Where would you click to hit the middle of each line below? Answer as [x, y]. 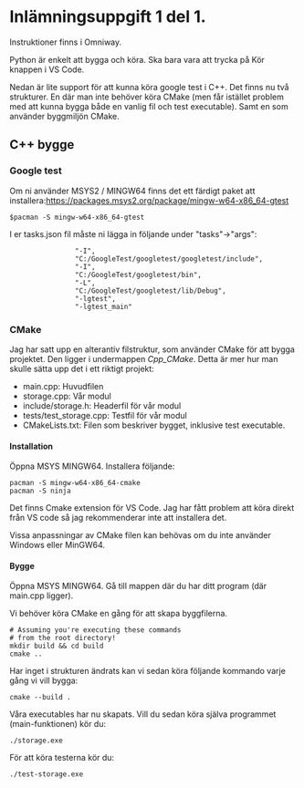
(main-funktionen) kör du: [58, 724]
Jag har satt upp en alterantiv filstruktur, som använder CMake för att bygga [152, 349]
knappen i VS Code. [47, 69]
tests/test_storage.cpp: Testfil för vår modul [105, 415]
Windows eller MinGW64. [58, 545]
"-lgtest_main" [103, 306]
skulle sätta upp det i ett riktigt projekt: [82, 368]
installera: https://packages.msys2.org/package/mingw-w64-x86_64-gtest [149, 200]
